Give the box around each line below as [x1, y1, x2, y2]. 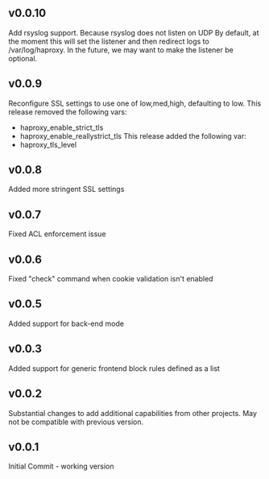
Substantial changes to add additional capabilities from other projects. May [8, 408, 258, 418]
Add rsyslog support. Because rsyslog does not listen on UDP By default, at [8, 27, 259, 37]
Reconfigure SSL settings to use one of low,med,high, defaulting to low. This [8, 98, 262, 108]
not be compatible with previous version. [8, 417, 144, 427]
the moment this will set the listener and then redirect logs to [8, 36, 209, 46]
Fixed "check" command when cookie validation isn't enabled [8, 274, 213, 284]
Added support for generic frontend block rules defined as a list [8, 363, 220, 373]
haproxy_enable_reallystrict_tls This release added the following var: [19, 131, 247, 140]
